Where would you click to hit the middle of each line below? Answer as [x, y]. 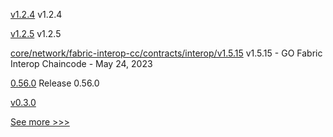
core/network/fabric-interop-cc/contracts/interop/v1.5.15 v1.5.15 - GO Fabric [166, 53]
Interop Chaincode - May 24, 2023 [81, 63]
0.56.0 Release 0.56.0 [55, 83]
